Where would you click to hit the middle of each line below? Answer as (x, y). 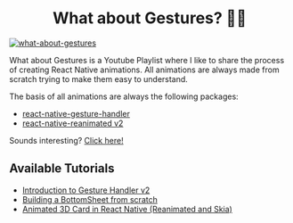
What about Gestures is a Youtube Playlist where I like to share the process (147, 60)
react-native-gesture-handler (76, 113)
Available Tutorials (62, 169)
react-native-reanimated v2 (73, 123)
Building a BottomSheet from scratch (90, 199)
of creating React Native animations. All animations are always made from (144, 70)
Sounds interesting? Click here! (66, 140)
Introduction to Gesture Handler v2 (86, 190)
